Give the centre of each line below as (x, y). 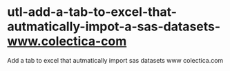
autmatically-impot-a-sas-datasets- (114, 27)
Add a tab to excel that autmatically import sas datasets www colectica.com (115, 60)
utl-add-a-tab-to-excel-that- (92, 12)
